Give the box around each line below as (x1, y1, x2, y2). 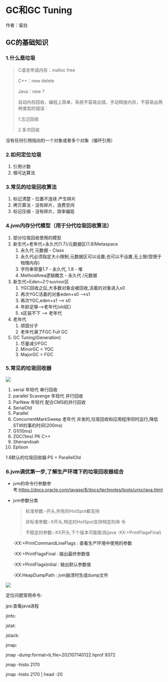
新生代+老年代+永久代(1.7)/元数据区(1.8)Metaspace (12, 241, 118, 247)
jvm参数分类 (12, 498, 38, 504)
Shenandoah (12, 438, 39, 444)
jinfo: (5, 613, 16, 619)
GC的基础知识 (5, 38, 49, 47)
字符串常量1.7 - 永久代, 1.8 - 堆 (20, 266, 83, 272)
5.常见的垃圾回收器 (5, 365, 52, 372)
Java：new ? (17, 88, 44, 94)
